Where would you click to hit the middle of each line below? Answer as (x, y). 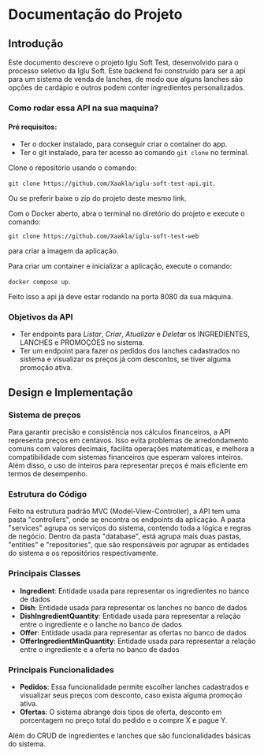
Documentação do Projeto (95, 15)
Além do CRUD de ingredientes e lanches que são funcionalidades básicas (130, 735)
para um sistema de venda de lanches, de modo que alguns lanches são (125, 79)
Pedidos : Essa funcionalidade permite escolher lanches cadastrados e (134, 687)
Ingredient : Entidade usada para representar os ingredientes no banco (134, 590)
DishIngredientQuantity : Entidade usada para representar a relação (130, 616)
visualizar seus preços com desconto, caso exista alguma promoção (131, 695)
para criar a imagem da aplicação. (63, 251)
